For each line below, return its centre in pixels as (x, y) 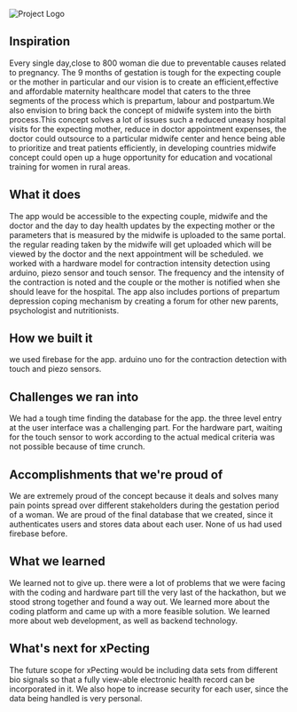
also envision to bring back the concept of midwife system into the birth (141, 110)
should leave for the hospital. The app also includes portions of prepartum (145, 291)
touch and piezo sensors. (55, 369)
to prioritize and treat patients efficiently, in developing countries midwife (143, 147)
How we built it (51, 339)
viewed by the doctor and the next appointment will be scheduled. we (137, 254)
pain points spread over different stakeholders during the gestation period (144, 505)
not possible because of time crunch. (77, 447)
